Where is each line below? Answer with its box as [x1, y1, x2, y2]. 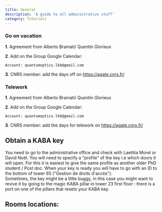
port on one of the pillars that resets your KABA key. [5, 186, 110, 192]
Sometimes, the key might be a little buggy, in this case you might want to [5, 175, 153, 182]
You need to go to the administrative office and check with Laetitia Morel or [5, 149, 157, 155]
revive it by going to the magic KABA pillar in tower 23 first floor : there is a [5, 181, 155, 186]
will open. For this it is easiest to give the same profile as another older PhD [5, 160, 157, 166]
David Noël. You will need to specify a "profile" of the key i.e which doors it [5, 155, 156, 160]
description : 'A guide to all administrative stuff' [5, 12, 115, 17]
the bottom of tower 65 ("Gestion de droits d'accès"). [5, 170, 113, 176]
